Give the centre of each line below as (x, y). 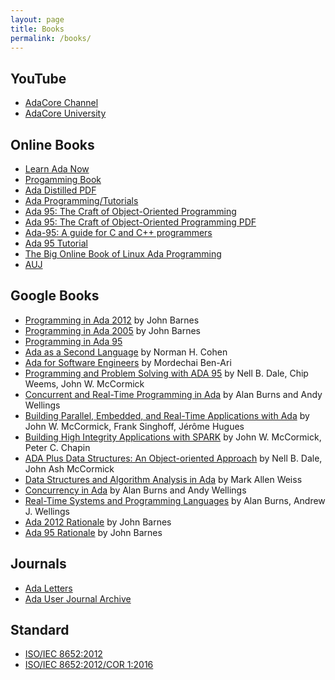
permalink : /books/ (51, 38)
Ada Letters (48, 588)
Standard (40, 630)
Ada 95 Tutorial (56, 243)
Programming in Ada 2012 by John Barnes (112, 320)
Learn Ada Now (57, 169)
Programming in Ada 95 (73, 341)
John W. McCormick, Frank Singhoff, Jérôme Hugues (134, 426)
